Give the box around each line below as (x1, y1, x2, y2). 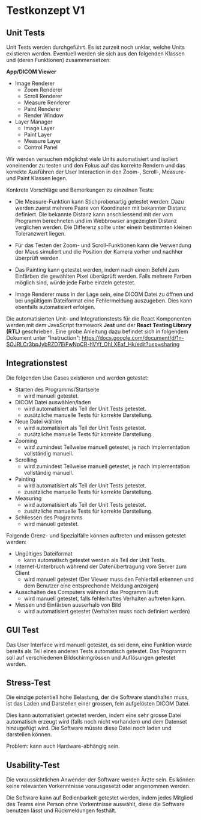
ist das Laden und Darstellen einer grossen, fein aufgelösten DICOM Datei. (6, 700, 190, 707)
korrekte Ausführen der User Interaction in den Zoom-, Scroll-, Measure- (6, 168, 187, 175)
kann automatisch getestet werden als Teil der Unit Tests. (23, 556, 166, 563)
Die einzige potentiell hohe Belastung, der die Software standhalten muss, (6, 693, 189, 701)
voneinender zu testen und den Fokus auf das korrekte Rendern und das (6, 162, 185, 169)
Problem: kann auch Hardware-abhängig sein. (6, 742, 120, 750)
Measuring (14, 495, 42, 502)
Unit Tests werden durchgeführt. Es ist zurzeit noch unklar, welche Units (6, 43, 185, 51)
